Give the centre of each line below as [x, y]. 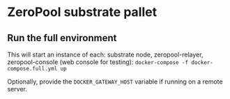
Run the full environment [62, 38]
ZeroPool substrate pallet [82, 12]
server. [17, 89]
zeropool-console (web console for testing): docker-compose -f [98, 62]
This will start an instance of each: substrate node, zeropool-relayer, [105, 54]
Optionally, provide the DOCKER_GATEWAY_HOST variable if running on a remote [115, 82]
